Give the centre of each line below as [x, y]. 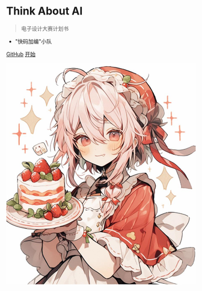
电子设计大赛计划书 [45, 28]
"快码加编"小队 [33, 41]
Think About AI [44, 11]
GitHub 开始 [21, 54]
